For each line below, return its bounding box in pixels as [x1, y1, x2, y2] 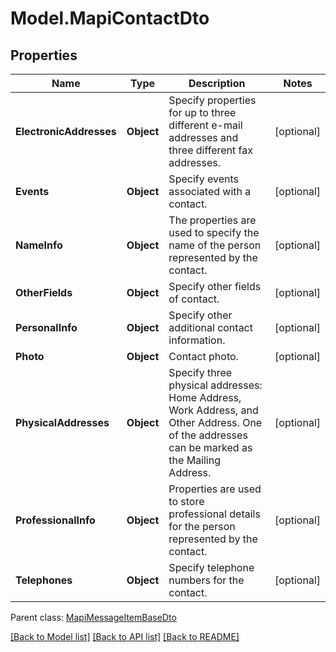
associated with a [168, 185, 252, 198]
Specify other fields [168, 280, 262, 293]
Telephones [15, 573, 73, 587]
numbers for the [168, 573, 245, 587]
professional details [168, 507, 261, 521]
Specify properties [168, 93, 257, 107]
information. [168, 333, 226, 347]
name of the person [168, 238, 262, 252]
